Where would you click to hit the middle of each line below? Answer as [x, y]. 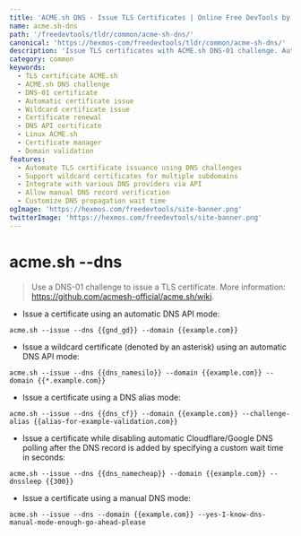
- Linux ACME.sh [47, 134]
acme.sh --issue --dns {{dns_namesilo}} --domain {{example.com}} [136, 373]
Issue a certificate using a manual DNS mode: [106, 497]
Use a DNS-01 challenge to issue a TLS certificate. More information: [159, 287]
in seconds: [43, 457]
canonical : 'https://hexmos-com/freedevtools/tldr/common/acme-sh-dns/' [148, 43]
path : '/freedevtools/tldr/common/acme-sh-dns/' [102, 34]
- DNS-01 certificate [58, 92]
